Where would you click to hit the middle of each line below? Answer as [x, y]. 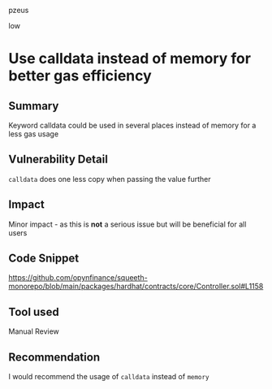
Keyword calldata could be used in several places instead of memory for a [132, 125]
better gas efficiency [80, 76]
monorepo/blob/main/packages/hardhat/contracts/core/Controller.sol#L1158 [136, 287]
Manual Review [34, 331]
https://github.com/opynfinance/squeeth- [78, 278]
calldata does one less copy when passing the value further [110, 179]
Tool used [34, 311]
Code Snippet [44, 259]
